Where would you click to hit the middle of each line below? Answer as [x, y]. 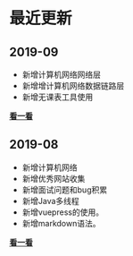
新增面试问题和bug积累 [65, 190]
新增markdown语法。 [61, 223]
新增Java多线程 [51, 201]
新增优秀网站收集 [54, 178]
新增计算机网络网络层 [61, 74]
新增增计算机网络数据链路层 [73, 85]
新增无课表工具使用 [58, 97]
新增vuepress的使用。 [63, 212]
